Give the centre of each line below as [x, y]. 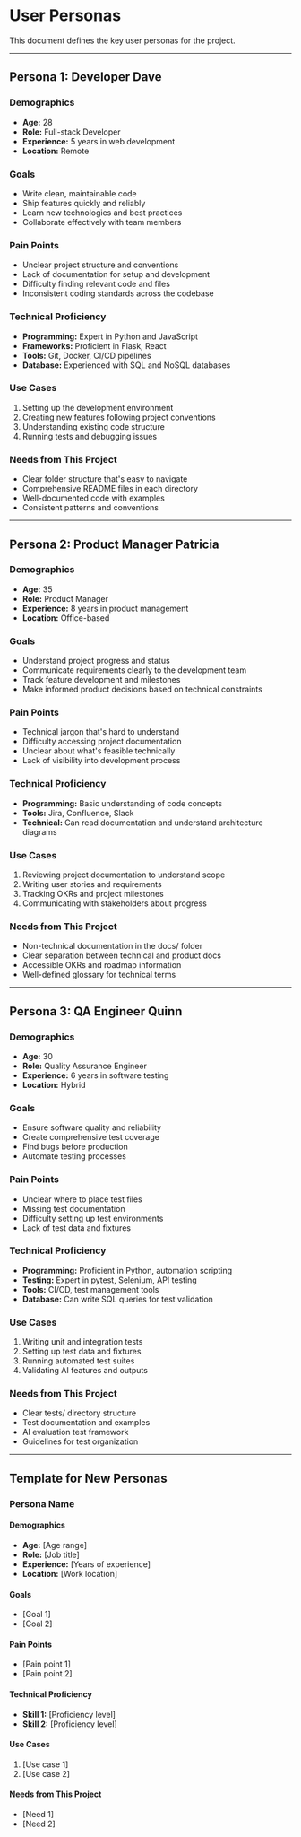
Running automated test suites [78, 1361]
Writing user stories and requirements [92, 884]
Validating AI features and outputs [85, 1371]
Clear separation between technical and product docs [122, 955]
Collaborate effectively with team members [102, 222]
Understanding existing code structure [94, 426]
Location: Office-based [66, 618]
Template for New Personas [88, 1478]
